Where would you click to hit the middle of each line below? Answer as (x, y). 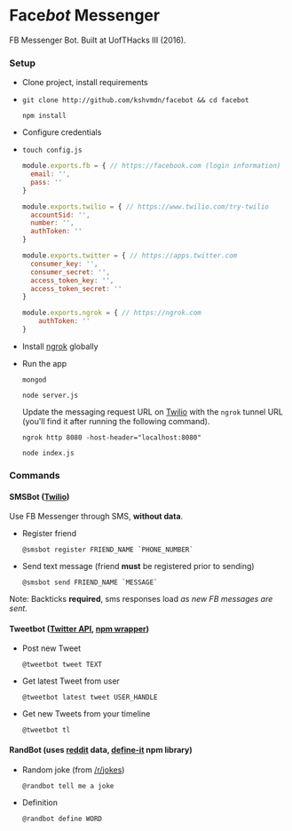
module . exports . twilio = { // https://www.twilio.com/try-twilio (145, 206)
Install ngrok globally (60, 346)
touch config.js (52, 150)
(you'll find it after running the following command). (116, 421)
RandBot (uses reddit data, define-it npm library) (101, 749)
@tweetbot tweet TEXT (62, 665)
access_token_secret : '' (76, 289)
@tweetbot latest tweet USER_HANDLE (90, 698)
